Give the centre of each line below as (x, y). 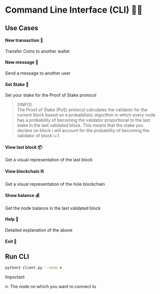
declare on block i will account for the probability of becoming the (83, 131)
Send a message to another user (38, 73)
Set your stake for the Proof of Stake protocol (51, 95)
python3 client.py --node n (34, 268)
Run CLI (17, 256)
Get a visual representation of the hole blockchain (55, 184)
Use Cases (22, 28)
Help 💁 (12, 219)
